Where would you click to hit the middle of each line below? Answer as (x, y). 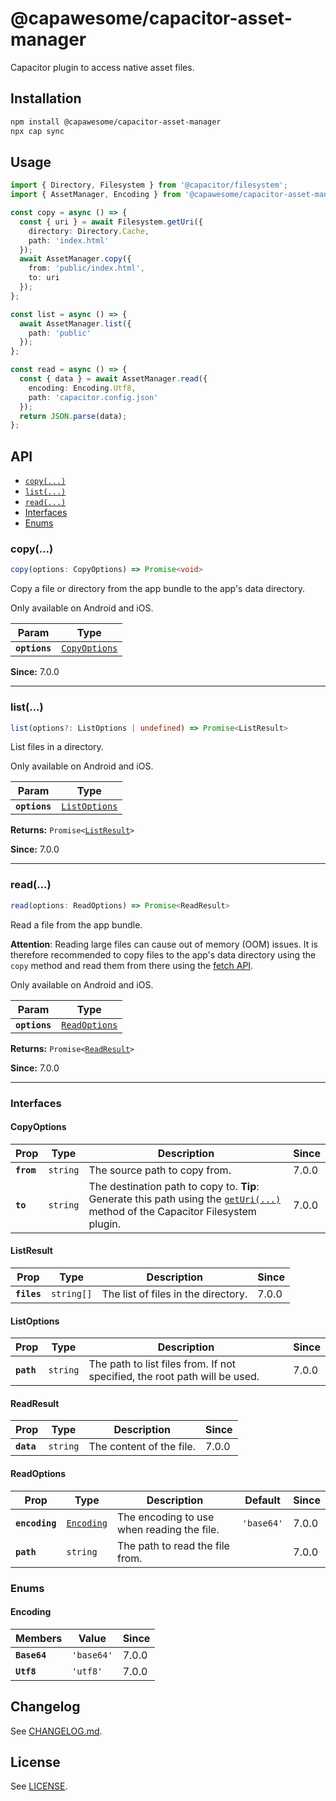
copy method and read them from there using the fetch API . (132, 965)
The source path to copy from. (160, 1170)
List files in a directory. (57, 747)
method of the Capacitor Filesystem (172, 1211)
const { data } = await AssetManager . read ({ (113, 379)
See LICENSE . (39, 1786)
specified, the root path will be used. (174, 1377)
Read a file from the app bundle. (76, 924)
